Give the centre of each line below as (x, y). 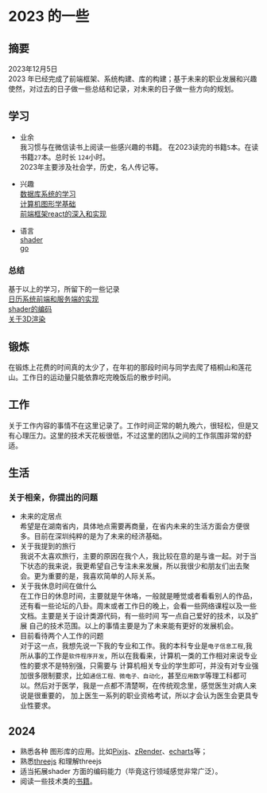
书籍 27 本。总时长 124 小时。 (64, 157)
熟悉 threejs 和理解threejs (60, 761)
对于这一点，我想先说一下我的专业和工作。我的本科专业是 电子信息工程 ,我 (136, 646)
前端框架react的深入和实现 (63, 214)
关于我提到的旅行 (48, 546)
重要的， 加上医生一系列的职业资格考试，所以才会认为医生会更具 (146, 696)
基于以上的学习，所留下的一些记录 (64, 289)
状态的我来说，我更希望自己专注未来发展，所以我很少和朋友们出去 (135, 566)
